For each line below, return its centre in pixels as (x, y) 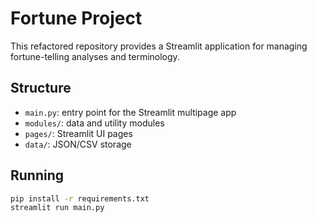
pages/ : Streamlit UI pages (78, 133)
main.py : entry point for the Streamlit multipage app (130, 112)
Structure (41, 88)
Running (37, 175)
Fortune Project (76, 18)
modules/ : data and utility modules (94, 123)
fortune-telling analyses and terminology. (95, 56)
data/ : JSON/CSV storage (78, 144)
